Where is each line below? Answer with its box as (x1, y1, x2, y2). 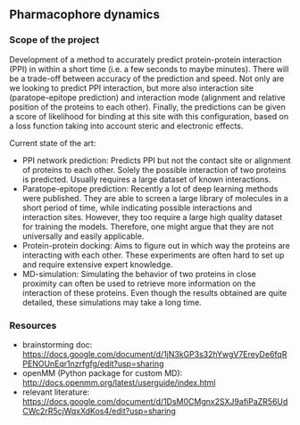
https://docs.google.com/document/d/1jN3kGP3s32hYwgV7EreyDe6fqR (21, 348, 287, 359)
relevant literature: (21, 387, 90, 397)
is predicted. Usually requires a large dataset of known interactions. (21, 174, 271, 184)
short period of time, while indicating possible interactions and (21, 202, 253, 213)
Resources (9, 319, 57, 331)
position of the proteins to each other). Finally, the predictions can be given (9, 102, 286, 112)
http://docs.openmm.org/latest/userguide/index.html (21, 377, 216, 388)
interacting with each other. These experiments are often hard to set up (21, 249, 285, 260)
